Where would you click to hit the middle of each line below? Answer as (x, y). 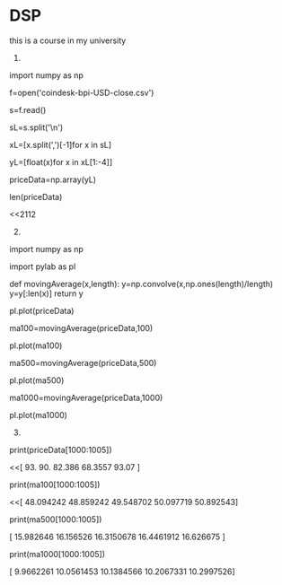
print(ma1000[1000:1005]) (57, 554)
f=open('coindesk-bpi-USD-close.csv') (82, 92)
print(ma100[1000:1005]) (55, 485)
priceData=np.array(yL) (53, 179)
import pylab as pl (43, 266)
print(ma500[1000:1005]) (56, 519)
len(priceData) (36, 196)
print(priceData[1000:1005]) (61, 450)
